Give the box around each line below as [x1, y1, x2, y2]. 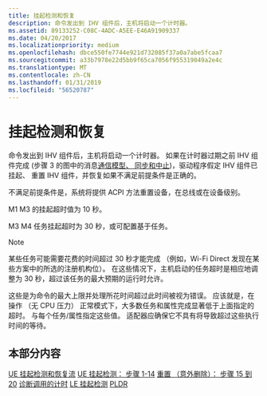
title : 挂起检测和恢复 [8, 11, 76, 20]
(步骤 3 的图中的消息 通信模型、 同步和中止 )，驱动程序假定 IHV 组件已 [30, 160, 258, 170]
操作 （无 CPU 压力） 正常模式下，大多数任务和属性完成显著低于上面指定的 [8, 301, 255, 311]
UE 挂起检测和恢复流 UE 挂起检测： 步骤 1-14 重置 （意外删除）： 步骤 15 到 [8, 369, 253, 379]
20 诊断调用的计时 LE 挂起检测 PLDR [8, 379, 128, 389]
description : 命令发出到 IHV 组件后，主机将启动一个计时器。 [8, 19, 191, 27]
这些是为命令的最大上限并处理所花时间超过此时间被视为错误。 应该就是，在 [8, 291, 255, 300]
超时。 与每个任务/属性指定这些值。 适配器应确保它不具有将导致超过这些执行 [8, 311, 259, 320]
